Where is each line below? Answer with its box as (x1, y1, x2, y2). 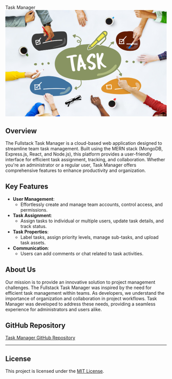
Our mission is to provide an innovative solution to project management (5, 279, 156, 285)
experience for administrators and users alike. (5, 306, 102, 312)
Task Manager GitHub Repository (5, 335, 75, 341)
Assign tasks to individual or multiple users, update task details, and (20, 218, 164, 224)
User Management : (12, 196, 55, 202)
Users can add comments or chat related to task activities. (20, 250, 144, 256)
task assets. (20, 239, 46, 245)
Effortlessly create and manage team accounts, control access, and (20, 201, 163, 207)
